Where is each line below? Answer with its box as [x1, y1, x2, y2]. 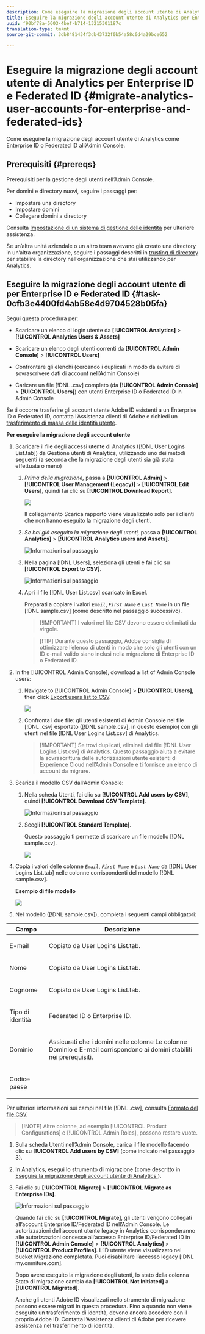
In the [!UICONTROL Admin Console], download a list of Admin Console [15, 669, 195, 676]
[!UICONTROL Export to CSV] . [24, 565, 102, 572]
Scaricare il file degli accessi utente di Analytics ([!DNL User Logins [15, 443, 185, 450]
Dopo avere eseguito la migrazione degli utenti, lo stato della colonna [15, 1271, 189, 1278]
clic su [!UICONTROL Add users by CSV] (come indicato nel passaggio [15, 1147, 195, 1155]
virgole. [39, 625, 59, 633]
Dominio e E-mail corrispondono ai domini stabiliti [48, 1045, 192, 1053]
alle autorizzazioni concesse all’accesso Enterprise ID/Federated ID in [15, 1233, 190, 1241]
